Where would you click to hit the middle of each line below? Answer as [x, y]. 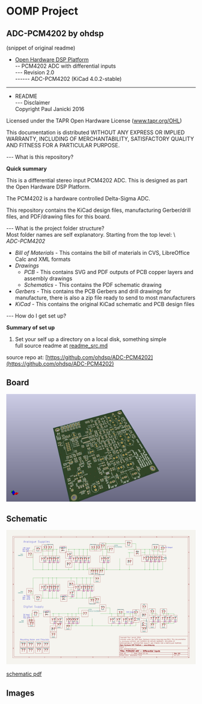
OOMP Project [42, 11]
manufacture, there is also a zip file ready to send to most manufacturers [105, 298]
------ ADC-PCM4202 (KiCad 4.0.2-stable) [68, 79]
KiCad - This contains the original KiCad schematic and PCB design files [105, 304]
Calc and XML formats [43, 259]
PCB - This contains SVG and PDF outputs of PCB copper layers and [109, 272]
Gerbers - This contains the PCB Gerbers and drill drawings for [93, 291]
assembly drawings [48, 278]
